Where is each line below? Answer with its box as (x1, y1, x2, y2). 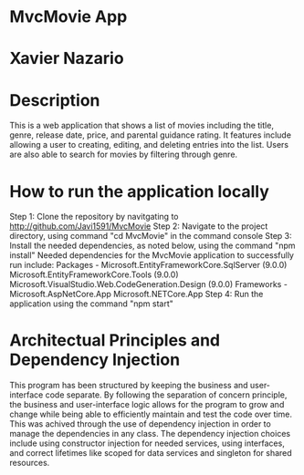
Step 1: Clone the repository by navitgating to (9, 212, 179, 222)
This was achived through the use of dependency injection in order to (9, 418, 271, 429)
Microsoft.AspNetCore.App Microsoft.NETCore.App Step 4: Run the (9, 289, 264, 300)
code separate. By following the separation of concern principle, (45, 389, 288, 400)
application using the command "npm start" (9, 298, 173, 309)
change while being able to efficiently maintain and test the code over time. (9, 408, 292, 420)
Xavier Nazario (9, 48, 125, 69)
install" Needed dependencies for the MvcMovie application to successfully (9, 250, 295, 261)
